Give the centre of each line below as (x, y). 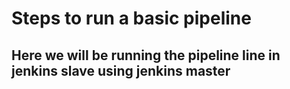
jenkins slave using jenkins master (121, 70)
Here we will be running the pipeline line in (146, 55)
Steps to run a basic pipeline (131, 18)
